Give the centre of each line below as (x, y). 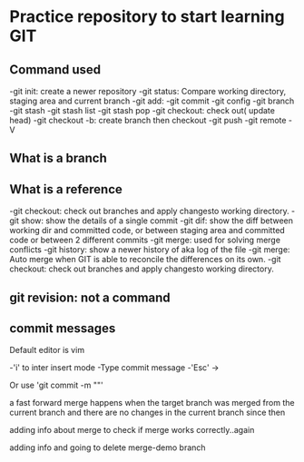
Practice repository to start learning (147, 17)
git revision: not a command (90, 297)
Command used (55, 69)
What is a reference (66, 189)
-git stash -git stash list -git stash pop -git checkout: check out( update (142, 110)
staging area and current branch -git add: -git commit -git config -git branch (152, 101)
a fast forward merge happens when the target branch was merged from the (152, 403)
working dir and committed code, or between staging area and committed (147, 231)
